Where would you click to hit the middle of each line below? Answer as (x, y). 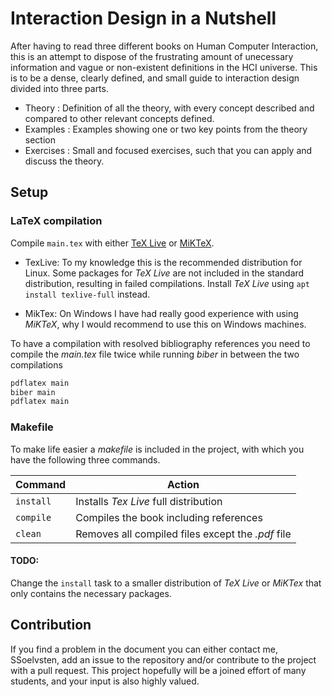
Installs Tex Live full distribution (149, 501)
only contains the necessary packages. (91, 593)
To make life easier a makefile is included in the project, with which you (157, 449)
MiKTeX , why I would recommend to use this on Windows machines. (165, 324)
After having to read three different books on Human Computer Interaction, (164, 46)
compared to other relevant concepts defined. (119, 118)
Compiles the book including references (169, 517)
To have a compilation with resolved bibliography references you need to (160, 343)
